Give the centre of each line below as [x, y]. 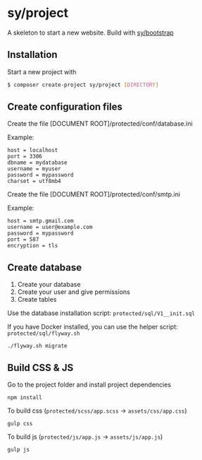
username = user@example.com [50, 228]
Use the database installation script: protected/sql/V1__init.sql [101, 313]
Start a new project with [42, 71]
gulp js [19, 450]
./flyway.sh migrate [38, 346]
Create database [45, 267]
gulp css [20, 424]
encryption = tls [33, 246]
